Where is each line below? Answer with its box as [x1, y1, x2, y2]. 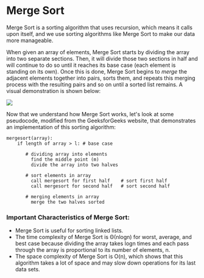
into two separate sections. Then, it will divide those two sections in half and [6, 55, 198, 62]
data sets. [15, 266, 41, 273]
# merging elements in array [25, 193, 99, 200]
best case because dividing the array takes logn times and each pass [15, 240, 189, 247]
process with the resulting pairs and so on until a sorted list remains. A [6, 80, 183, 88]
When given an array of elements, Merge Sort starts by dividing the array [6, 48, 190, 55]
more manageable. [6, 36, 54, 44]
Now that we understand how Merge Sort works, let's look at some [6, 110, 174, 117]
